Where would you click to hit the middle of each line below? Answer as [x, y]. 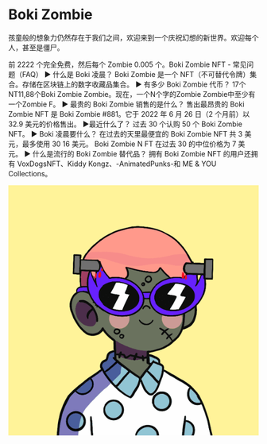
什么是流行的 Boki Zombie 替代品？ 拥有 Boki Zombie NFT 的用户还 [142, 153]
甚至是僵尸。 [43, 47]
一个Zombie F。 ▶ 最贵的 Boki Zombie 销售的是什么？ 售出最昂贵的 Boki [126, 104]
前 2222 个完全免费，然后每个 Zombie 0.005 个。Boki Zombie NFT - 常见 [128, 64]
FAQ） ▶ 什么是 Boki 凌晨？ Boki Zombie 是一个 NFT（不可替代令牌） [136, 74]
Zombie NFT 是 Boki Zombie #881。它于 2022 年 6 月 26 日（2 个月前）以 [129, 114]
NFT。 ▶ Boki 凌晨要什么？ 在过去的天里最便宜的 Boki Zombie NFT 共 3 [126, 133]
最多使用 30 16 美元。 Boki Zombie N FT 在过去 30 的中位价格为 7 [129, 144]
